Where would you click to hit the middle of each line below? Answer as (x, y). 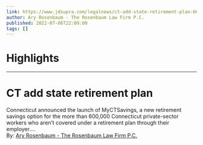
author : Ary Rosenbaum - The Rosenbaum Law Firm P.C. (76, 17)
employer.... (21, 129)
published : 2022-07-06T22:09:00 (47, 23)
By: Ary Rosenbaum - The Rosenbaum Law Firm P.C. (72, 135)
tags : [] (17, 29)
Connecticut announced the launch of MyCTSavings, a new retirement (94, 110)
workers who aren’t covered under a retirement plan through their (88, 123)
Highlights (33, 58)
